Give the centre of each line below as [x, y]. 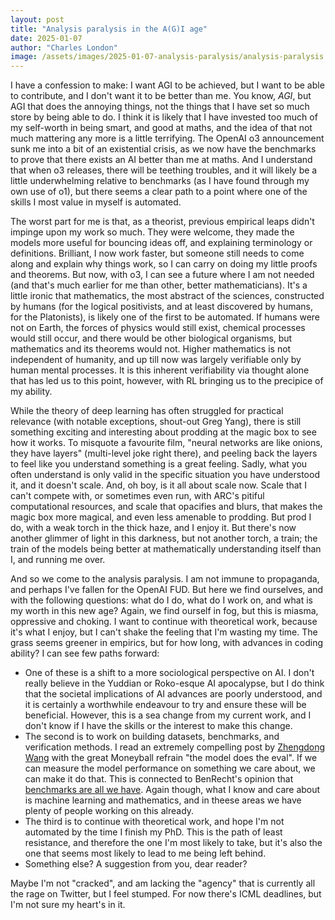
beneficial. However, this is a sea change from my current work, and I [168, 715]
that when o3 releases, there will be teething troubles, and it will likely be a [164, 170]
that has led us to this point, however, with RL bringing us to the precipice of [167, 381]
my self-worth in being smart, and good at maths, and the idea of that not [161, 128]
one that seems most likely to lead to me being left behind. [145, 853]
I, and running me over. [58, 560]
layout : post [37, 19]
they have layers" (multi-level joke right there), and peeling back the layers [164, 453]
